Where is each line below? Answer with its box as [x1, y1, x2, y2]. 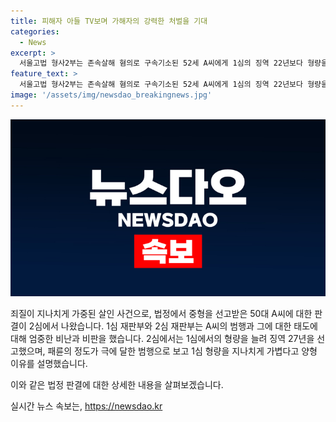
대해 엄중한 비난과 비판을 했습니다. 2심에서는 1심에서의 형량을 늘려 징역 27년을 [10, 333, 315, 345]
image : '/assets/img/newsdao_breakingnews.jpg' [10, 90, 213, 100]
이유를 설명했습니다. [10, 358, 88, 370]
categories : [10, 26, 60, 37]
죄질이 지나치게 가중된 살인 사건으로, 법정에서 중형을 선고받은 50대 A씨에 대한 [10, 308, 313, 320]
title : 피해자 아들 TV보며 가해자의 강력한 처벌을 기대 [10, 16, 208, 26]
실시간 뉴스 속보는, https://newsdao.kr [10, 400, 163, 412]
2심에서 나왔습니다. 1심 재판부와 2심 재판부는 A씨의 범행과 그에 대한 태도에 [28, 320, 318, 332]
